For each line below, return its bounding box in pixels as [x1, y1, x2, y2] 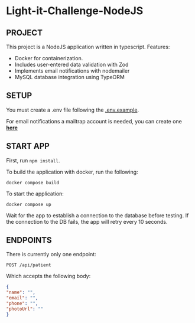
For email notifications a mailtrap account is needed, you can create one [6, 118, 182, 125]
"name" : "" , [6, 289, 35, 296]
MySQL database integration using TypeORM [14, 74, 125, 80]
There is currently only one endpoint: [6, 251, 96, 258]
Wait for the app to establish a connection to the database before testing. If [6, 211, 189, 219]
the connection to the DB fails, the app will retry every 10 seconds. [6, 218, 168, 225]
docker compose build [6, 180, 60, 185]
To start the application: [6, 190, 64, 197]
